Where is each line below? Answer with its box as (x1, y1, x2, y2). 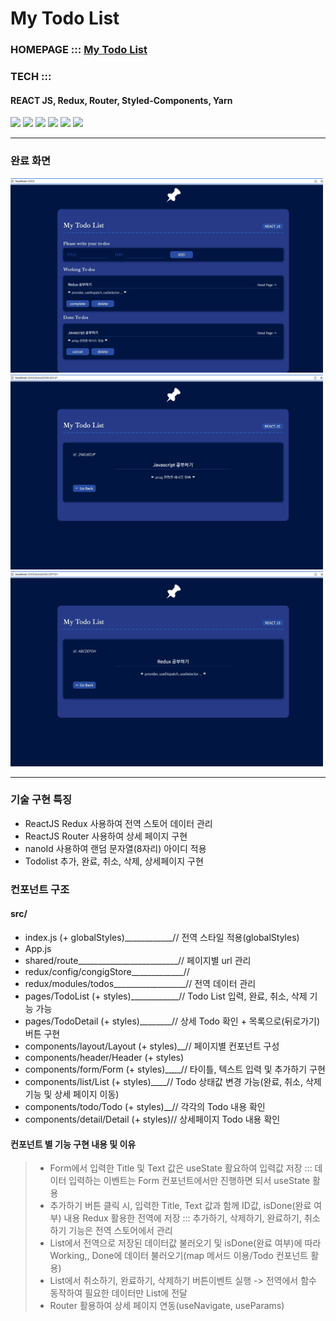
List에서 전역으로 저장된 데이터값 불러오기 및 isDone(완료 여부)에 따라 (49, 1237, 322, 1249)
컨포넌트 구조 (10, 882, 70, 896)
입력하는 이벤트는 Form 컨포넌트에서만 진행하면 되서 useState (68, 1175, 311, 1187)
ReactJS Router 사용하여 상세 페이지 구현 (24, 830, 188, 842)
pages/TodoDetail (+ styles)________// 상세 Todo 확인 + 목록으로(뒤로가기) (24, 1015, 321, 1027)
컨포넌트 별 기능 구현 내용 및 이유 (10, 1138, 137, 1150)
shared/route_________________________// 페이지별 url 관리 (24, 954, 252, 966)
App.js (24, 942, 52, 954)
